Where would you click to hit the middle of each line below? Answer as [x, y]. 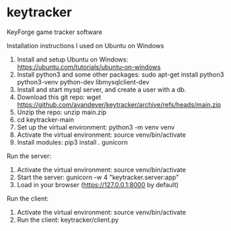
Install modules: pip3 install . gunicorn [72, 142]
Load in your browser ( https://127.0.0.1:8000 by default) [97, 184]
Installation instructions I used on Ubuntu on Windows [85, 45]
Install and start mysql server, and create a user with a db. [102, 89]
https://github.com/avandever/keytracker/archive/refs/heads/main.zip [119, 104]
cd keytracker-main [45, 119]
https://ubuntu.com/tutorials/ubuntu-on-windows [89, 67]
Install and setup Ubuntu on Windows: [72, 59]
